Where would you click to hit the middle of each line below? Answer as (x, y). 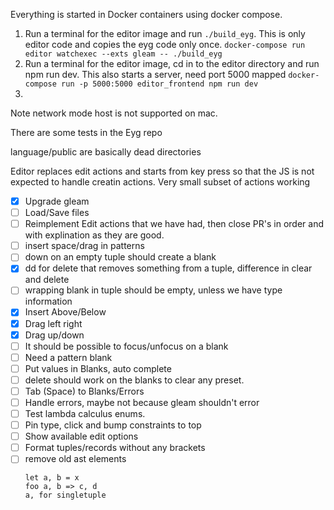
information (48, 301)
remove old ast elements (75, 459)
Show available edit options (81, 436)
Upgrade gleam (57, 201)
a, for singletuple (65, 495)
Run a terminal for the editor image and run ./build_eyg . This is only (165, 33)
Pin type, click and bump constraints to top (113, 425)
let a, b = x (52, 478)
